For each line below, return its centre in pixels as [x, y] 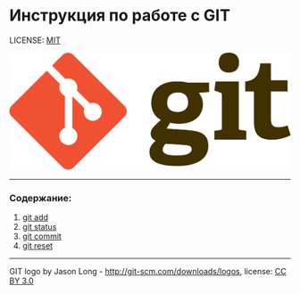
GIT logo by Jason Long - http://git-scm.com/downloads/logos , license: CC [148, 272]
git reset [37, 246]
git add [35, 217]
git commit [42, 236]
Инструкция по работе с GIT [120, 16]
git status [39, 227]
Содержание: [41, 199]
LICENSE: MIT [35, 40]
